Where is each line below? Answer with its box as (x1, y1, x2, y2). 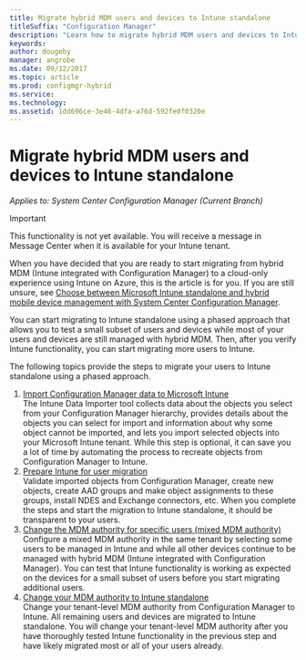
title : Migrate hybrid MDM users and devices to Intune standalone (9, 13, 271, 23)
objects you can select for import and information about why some (22, 418, 273, 428)
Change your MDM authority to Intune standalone (22, 592, 209, 603)
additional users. (22, 583, 86, 593)
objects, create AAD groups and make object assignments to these (22, 485, 274, 497)
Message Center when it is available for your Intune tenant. (9, 241, 231, 252)
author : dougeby (9, 47, 71, 57)
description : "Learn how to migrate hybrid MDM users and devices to (9, 30, 280, 39)
